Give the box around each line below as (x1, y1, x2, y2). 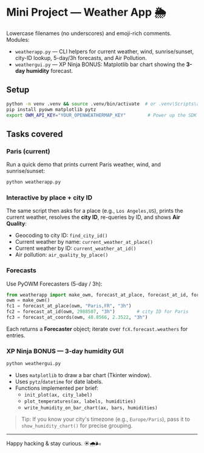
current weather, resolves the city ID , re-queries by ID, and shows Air (6, 213, 180, 221)
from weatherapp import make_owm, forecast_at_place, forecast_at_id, (6, 292, 189, 298)
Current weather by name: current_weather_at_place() (15, 238, 154, 246)
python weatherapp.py (6, 179, 61, 186)
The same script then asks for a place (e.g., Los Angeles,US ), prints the (6, 207, 183, 215)
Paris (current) (6, 147, 50, 155)
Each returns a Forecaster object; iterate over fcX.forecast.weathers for (6, 325, 188, 332)
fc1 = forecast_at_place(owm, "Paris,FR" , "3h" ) (6, 303, 132, 309)
